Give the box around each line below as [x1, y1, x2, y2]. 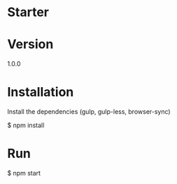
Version [7, 37, 54, 53]
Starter [7, 4, 49, 20]
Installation [7, 84, 74, 100]
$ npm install [7, 121, 45, 130]
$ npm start [7, 169, 41, 177]
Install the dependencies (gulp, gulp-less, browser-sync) [7, 107, 171, 116]
